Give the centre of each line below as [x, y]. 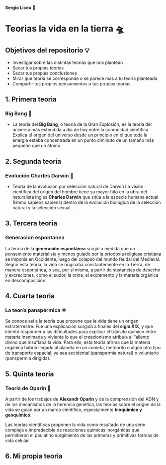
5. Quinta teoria [30, 374]
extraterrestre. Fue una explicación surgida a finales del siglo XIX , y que [79, 326]
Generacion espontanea [35, 238]
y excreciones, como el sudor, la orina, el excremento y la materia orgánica [82, 275]
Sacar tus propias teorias [38, 67]
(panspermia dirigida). [28, 358]
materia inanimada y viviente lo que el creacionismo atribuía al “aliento [77, 337]
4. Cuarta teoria [30, 296]
